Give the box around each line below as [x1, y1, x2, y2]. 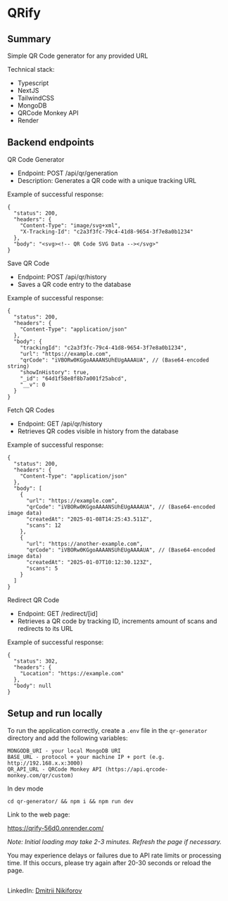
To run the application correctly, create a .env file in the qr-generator [7, 726, 208, 734]
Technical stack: [7, 65, 55, 73]
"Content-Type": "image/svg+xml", [20, 222, 121, 229]
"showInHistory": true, [20, 369, 90, 376]
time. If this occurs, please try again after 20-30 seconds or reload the [7, 858, 212, 867]
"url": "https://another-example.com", [25, 540, 143, 547]
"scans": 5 [25, 565, 58, 572]
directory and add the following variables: [7, 734, 128, 742]
